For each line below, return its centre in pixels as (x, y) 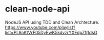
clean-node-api (37, 9)
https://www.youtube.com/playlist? (40, 27)
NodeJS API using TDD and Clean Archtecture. (52, 22)
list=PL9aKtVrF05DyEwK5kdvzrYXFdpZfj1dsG (51, 32)
